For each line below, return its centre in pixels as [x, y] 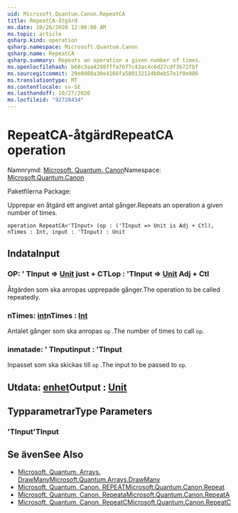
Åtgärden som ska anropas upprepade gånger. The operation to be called [114, 290]
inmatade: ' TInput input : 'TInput [65, 349]
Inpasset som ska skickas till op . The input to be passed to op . [97, 365]
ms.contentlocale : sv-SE [44, 87]
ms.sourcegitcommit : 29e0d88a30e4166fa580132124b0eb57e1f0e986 [103, 73]
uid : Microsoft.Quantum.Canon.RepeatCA [66, 14]
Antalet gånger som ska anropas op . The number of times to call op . [106, 331]
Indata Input [34, 254]
